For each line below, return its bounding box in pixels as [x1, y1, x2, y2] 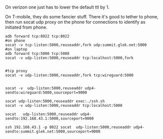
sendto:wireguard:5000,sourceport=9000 [5, 90, 87, 95]
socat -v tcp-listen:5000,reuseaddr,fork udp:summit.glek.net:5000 [5, 43, 147, 47]
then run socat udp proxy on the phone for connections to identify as [5, 19, 146, 25]
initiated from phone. [5, 24, 48, 30]
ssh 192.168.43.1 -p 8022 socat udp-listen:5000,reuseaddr [5, 125, 132, 130]
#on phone [5, 38, 26, 43]
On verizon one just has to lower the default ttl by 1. [5, 4, 110, 10]
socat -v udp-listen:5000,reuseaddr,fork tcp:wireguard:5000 [5, 73, 134, 78]
